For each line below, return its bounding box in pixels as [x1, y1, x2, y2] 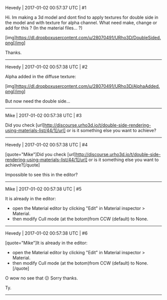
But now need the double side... [5, 98, 71, 104]
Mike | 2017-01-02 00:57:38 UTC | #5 [5, 186, 82, 192]
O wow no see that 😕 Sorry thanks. [5, 275, 78, 281]
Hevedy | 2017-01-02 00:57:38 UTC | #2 [5, 64, 88, 70]
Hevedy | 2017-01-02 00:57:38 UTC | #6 [5, 230, 88, 236]
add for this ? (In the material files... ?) [5, 25, 83, 31]
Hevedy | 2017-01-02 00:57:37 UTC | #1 [5, 5, 87, 10]
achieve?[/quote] [5, 162, 40, 168]
